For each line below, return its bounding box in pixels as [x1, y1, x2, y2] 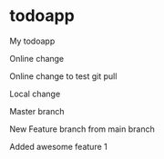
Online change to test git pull [9, 70, 118, 82]
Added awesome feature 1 [9, 141, 108, 152]
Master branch [9, 105, 65, 116]
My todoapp [9, 35, 56, 46]
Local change [9, 88, 61, 99]
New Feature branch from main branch [9, 124, 155, 134]
